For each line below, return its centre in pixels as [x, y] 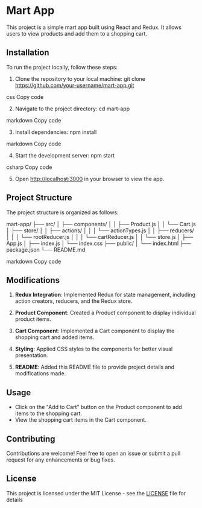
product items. [33, 319]
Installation [28, 53]
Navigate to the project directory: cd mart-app [72, 109]
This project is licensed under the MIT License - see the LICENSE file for [96, 493]
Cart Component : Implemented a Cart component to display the [95, 331]
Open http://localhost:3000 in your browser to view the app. [90, 179]
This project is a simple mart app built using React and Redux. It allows [94, 27]
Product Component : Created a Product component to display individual [105, 313]
